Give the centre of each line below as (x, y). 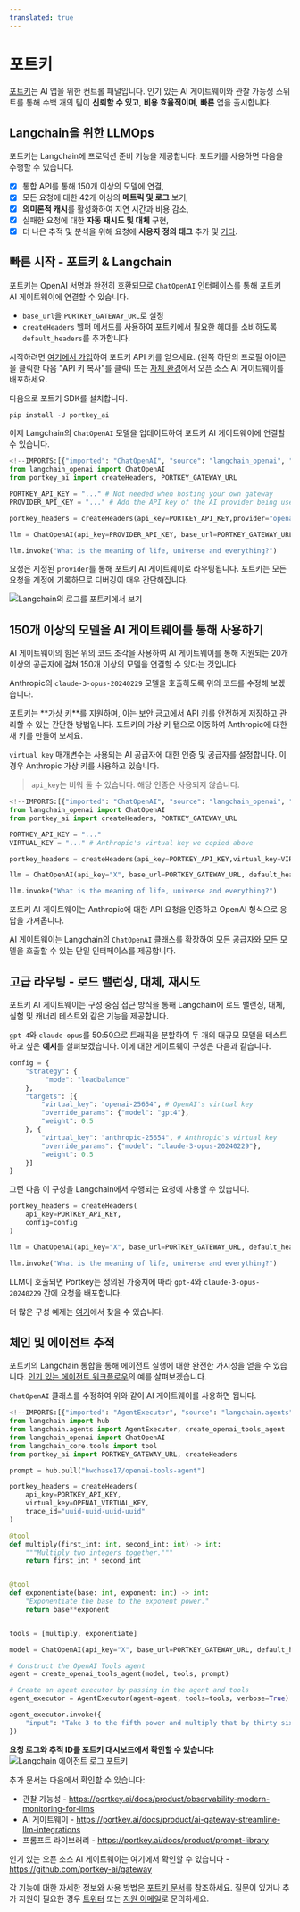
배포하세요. (29, 379)
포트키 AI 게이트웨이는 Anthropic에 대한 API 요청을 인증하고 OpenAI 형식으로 (144, 910)
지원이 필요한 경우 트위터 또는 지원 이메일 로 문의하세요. (114, 1899)
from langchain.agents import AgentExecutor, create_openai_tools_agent (147, 1430)
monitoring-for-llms (58, 1808)
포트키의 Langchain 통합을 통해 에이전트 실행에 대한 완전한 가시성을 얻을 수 (140, 1366)
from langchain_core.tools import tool (83, 1446)
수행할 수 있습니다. (42, 167)
